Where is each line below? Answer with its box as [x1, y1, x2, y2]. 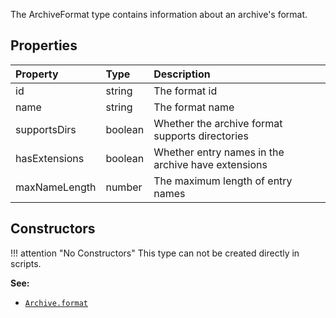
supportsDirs [15, 122, 77, 136]
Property [15, 67, 59, 81]
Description [153, 67, 211, 81]
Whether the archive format [153, 116, 283, 130]
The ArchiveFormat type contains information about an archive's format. [10, 9, 308, 20]
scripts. [10, 257, 42, 269]
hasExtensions [15, 151, 85, 165]
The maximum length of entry [153, 174, 293, 188]
